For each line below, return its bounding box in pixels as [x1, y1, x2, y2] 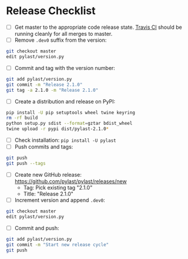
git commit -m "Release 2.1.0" [6, 81, 83, 88]
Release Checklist [6, 4, 96, 18]
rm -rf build [6, 115, 38, 121]
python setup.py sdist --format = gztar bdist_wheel [6, 121, 133, 127]
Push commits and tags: [14, 143, 73, 151]
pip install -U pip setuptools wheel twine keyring [6, 109, 135, 115]
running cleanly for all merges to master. [14, 31, 113, 37]
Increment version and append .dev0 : [14, 197, 106, 204]
